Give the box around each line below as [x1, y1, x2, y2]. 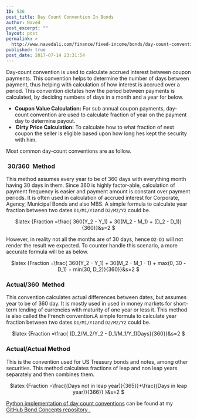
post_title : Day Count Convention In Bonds [6, 14, 114, 20]
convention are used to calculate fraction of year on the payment [30, 111, 187, 118]
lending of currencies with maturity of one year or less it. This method [18, 306, 188, 313]
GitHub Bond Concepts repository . [6, 406, 91, 413]
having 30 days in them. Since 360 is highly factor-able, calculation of [6, 182, 175, 189]
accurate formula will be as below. [6, 248, 89, 255]
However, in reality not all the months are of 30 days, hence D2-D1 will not [6, 236, 184, 243]
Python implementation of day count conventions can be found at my [6, 400, 173, 407]
